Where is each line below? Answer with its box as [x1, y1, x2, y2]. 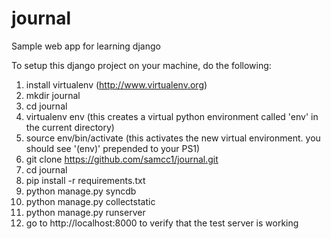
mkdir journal [25, 89, 81, 101]
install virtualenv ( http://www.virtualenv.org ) [25, 78, 208, 91]
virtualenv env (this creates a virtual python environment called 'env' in [25, 110, 319, 122]
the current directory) [25, 121, 115, 133]
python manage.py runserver [25, 206, 146, 218]
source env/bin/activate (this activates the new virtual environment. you [25, 132, 321, 144]
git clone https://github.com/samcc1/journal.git [25, 153, 219, 165]
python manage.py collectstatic [25, 195, 156, 207]
